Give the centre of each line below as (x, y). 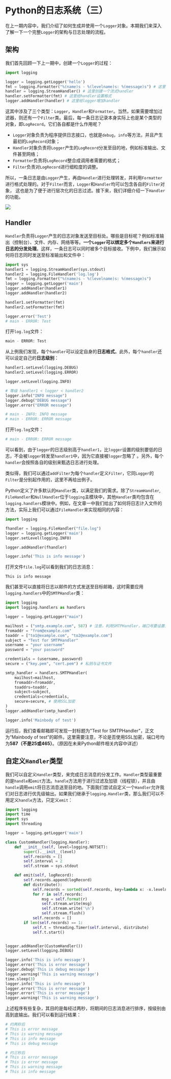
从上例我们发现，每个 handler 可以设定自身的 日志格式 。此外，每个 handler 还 (84, 352)
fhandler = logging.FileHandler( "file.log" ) (53, 529)
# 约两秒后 (15, 1025)
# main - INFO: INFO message (36, 415)
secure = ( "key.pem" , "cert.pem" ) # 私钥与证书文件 (59, 664)
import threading (24, 824)
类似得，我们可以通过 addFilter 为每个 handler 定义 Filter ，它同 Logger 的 (80, 473)
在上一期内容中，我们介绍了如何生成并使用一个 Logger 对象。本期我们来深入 (83, 26)
